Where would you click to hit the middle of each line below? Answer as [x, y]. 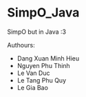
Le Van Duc [33, 73]
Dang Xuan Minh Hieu [48, 58]
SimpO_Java [43, 13]
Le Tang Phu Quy [42, 80]
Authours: [21, 45]
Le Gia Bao [32, 87]
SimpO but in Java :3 [37, 32]
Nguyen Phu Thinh [43, 65]
